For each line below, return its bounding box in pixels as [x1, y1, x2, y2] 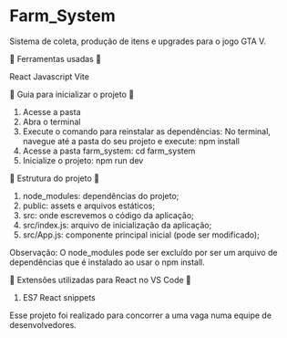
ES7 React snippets [22, 291, 96, 302]
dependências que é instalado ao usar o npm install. [9, 257, 205, 268]
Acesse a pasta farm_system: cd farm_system [22, 145, 196, 156]
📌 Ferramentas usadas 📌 [9, 53, 102, 64]
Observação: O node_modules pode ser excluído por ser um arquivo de [9, 247, 278, 258]
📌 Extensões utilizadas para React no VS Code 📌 [9, 274, 191, 285]
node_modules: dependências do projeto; [22, 190, 179, 201]
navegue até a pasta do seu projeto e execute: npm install [22, 135, 240, 146]
